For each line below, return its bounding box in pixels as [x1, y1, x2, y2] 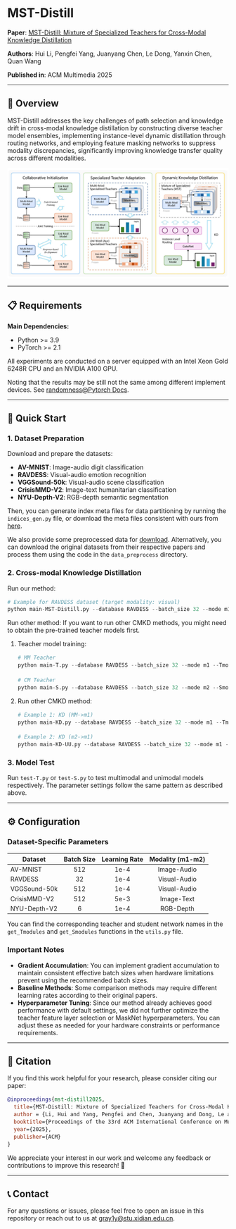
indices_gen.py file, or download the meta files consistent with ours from [7, 514, 218, 523]
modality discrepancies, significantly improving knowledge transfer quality [7, 146, 223, 154]
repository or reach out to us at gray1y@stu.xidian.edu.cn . [7, 1214, 176, 1223]
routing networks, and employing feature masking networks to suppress [7, 139, 216, 147]
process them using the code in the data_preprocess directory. [7, 550, 188, 559]
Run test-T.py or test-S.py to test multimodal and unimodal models [7, 774, 204, 782]
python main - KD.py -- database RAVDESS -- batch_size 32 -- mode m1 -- [17, 719, 223, 726]
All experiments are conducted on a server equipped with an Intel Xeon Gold [7, 357, 228, 365]
